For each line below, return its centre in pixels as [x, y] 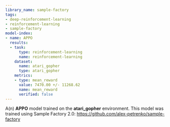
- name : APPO [19, 38]
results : [19, 43]
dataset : [24, 61]
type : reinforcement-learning [50, 52]
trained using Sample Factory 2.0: [40, 114]
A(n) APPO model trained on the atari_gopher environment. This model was [84, 108]
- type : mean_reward [36, 80]
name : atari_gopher [39, 66]
